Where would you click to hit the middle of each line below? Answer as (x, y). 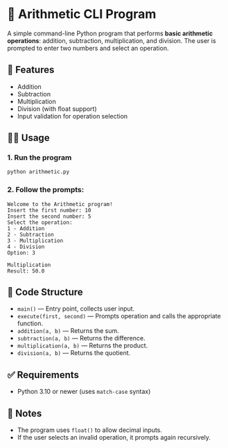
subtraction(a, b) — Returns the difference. (81, 338)
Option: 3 (21, 252)
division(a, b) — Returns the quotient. (74, 353)
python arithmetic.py (38, 172)
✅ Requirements (43, 375)
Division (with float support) (57, 109)
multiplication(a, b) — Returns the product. (82, 345)
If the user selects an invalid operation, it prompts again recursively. (114, 438)
